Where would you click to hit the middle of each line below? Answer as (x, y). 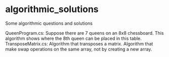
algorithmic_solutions (52, 9)
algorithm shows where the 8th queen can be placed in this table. (73, 38)
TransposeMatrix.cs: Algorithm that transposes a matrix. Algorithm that (79, 43)
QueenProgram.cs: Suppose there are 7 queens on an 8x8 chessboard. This (85, 33)
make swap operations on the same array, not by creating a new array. (79, 49)
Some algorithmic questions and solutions (49, 23)
